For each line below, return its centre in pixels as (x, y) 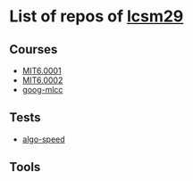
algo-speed (43, 139)
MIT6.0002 (42, 80)
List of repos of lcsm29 (96, 16)
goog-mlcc (42, 90)
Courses (34, 49)
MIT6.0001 (42, 70)
